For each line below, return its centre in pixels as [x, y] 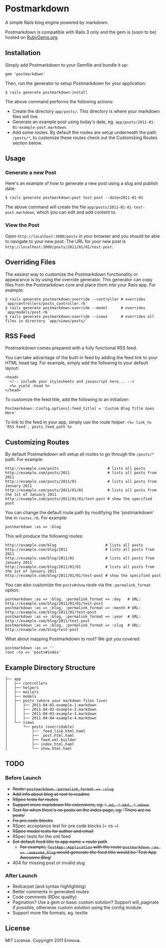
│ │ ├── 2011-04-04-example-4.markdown [51, 718]
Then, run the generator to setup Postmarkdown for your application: [76, 83]
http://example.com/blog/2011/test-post [48, 621]
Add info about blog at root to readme [51, 794]
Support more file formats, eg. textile [50, 913]
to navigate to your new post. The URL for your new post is [65, 241]
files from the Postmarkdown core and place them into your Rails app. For [81, 285]
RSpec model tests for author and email [53, 831]
